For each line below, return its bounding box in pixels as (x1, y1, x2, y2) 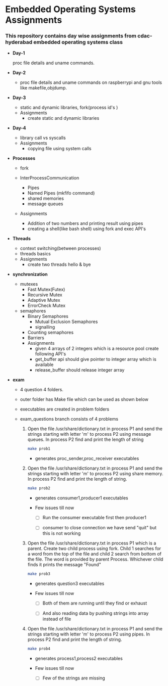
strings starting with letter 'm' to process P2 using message (27, 431, 151, 437)
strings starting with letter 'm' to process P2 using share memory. (27, 471, 163, 477)
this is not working (42, 530, 81, 536)
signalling (35, 324, 55, 330)
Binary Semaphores (27, 313, 69, 319)
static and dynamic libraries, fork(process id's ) (20, 105, 118, 111)
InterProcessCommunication (20, 175, 79, 181)
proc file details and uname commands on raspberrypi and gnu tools (20, 79, 162, 85)
